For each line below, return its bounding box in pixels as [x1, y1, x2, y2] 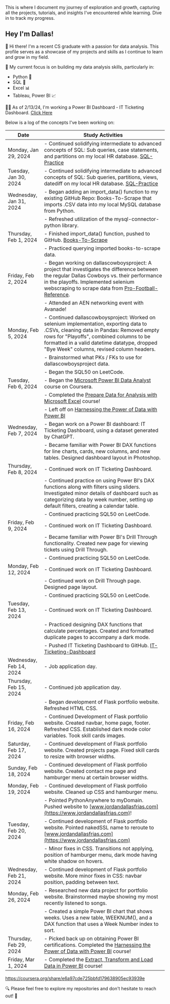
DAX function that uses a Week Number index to [44, 920, 159, 927]
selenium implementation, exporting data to [44, 320, 147, 327]
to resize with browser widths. [44, 753, 115, 760]
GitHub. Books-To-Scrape [44, 236, 108, 243]
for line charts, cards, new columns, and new [44, 448, 151, 455]
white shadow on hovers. [44, 857, 104, 864]
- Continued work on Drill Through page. [44, 577, 141, 584]
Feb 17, [8, 746, 26, 753]
